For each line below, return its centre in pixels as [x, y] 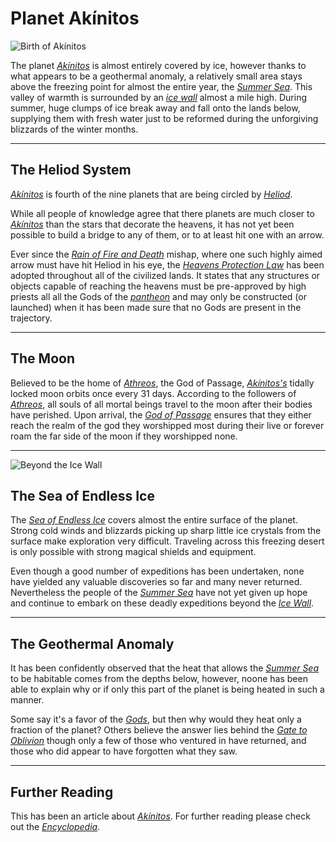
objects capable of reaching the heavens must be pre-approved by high [158, 286]
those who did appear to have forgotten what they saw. [124, 751]
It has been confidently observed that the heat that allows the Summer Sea [165, 668]
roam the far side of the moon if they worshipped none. [124, 436]
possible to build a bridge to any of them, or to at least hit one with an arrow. [167, 234]
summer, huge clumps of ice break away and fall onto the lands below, [155, 108]
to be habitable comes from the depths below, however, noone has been [159, 679]
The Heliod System [71, 170]
